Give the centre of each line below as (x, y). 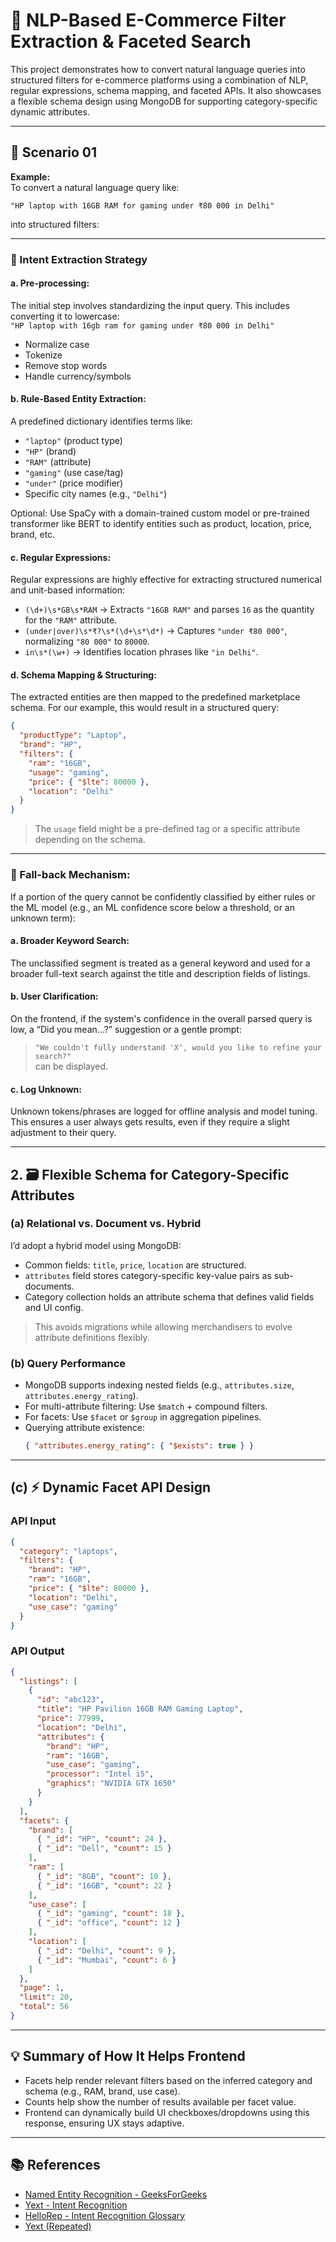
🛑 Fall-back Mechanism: (70, 875)
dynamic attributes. (50, 111)
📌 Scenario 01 (54, 152)
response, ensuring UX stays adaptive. (104, 2123)
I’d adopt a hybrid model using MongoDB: (96, 1245)
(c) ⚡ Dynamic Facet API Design (110, 1487)
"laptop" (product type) (73, 441)
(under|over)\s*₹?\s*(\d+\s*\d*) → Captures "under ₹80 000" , (156, 631)
